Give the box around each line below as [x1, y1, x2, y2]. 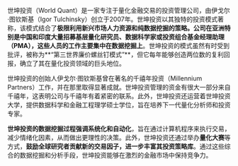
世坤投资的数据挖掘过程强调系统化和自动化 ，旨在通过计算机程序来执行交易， [7, 124, 231, 133]
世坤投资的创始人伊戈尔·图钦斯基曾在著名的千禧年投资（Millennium [7, 74, 203, 83]
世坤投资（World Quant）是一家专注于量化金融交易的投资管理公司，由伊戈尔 [7, 6, 230, 14]
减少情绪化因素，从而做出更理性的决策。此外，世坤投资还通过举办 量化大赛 [7, 134, 225, 141]
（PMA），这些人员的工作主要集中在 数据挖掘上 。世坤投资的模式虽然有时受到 [7, 42, 230, 49]
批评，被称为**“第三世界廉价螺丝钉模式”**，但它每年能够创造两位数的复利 [7, 50, 225, 59]
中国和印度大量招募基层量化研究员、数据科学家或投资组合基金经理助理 [19, 32, 225, 41]
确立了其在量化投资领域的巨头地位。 [19, 59, 125, 67]
